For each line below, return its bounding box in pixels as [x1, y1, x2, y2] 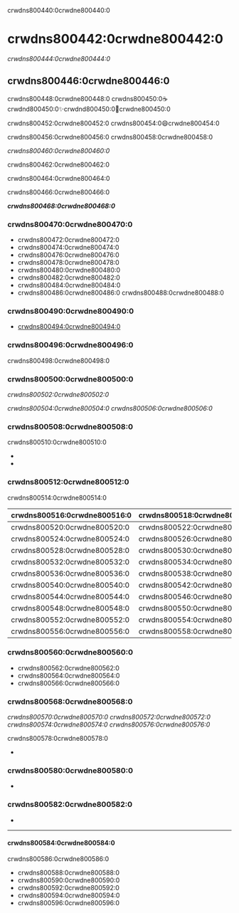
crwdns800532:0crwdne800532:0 [11, 556, 130, 566]
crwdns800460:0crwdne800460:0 [7, 146, 110, 155]
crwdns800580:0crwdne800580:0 [7, 766, 134, 776]
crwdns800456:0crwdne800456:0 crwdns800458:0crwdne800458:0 [7, 132, 213, 141]
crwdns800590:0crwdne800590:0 [17, 875, 120, 885]
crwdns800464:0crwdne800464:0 [7, 174, 110, 182]
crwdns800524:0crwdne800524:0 [11, 534, 130, 544]
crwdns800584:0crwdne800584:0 [7, 839, 115, 848]
